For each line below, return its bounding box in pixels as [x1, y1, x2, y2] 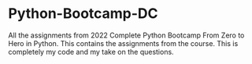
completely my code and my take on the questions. [8, 47, 175, 56]
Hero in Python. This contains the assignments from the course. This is [8, 38, 239, 48]
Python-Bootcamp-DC [8, 5, 159, 23]
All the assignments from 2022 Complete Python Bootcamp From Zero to [8, 30, 245, 40]
